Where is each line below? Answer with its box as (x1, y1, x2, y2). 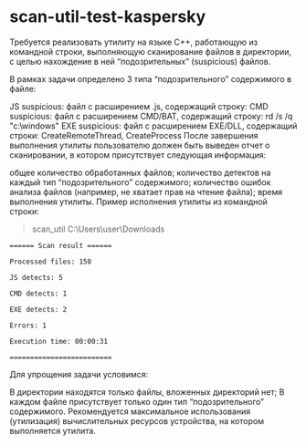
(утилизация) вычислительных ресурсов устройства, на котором (9, 415, 265, 426)
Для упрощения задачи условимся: (9, 368, 149, 379)
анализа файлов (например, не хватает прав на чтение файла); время (9, 186, 283, 197)
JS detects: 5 (9, 273, 64, 282)
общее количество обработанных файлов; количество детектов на (9, 167, 271, 178)
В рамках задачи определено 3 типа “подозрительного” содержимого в (9, 73, 292, 84)
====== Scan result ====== (9, 241, 112, 250)
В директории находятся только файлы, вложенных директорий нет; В (9, 386, 285, 398)
